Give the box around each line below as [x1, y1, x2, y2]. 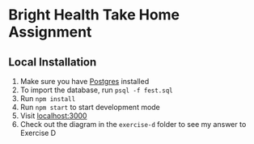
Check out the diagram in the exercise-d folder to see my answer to [19, 120, 247, 129]
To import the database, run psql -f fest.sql [19, 85, 173, 95]
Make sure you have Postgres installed [19, 77, 150, 86]
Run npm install [19, 94, 76, 103]
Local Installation [8, 55, 97, 69]
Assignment [8, 23, 92, 41]
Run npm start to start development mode [19, 103, 160, 112]
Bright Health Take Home [8, 6, 180, 24]
